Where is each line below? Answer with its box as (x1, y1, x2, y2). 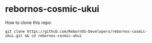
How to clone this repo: (5, 20, 52, 25)
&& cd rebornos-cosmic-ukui (24, 33, 82, 38)
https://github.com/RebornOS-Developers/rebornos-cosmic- (26, 29, 148, 34)
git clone (5, 29, 25, 34)
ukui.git (5, 33, 23, 38)
